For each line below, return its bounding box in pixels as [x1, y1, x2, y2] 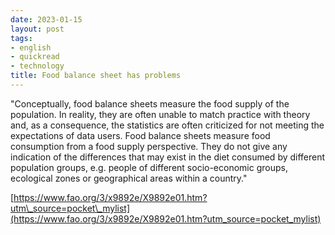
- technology [10, 61, 65, 71]
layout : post [10, 24, 65, 34]
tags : [10, 33, 33, 43]
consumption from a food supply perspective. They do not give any [10, 140, 288, 152]
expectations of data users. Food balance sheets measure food [10, 129, 271, 141]
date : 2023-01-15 [10, 14, 83, 25]
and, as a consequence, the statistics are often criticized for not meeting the [10, 119, 325, 131]
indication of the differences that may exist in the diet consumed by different [10, 151, 326, 163]
